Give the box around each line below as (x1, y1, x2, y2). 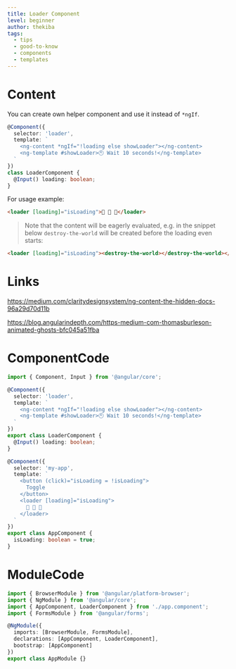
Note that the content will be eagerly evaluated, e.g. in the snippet (24, 221, 216, 230)
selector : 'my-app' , (13, 464, 74, 472)
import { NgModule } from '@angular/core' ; (7, 596, 137, 604)
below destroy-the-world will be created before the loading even (24, 229, 213, 237)
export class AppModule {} (7, 655, 86, 662)
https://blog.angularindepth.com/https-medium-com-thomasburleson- (7, 318, 212, 327)
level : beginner (7, 17, 55, 24)
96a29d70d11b (7, 304, 51, 313)
